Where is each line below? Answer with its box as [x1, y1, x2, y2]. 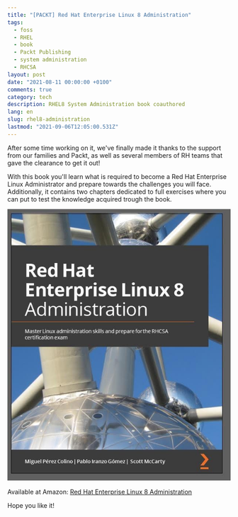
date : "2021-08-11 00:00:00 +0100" [7, 79, 113, 86]
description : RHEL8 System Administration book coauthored [7, 101, 186, 108]
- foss [13, 26, 33, 33]
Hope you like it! [7, 501, 55, 510]
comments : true [7, 86, 52, 93]
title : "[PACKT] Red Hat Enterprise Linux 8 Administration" [7, 11, 192, 18]
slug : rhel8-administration [7, 116, 91, 123]
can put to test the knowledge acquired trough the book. [7, 194, 172, 203]
